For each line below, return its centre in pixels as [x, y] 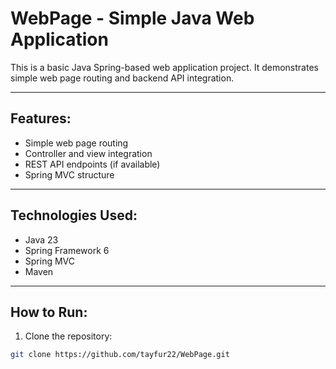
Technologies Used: [74, 215]
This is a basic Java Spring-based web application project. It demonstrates [164, 67]
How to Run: [49, 312]
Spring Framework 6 [67, 250]
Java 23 [41, 239]
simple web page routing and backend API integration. [122, 78]
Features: [41, 118]
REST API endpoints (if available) [92, 164]
